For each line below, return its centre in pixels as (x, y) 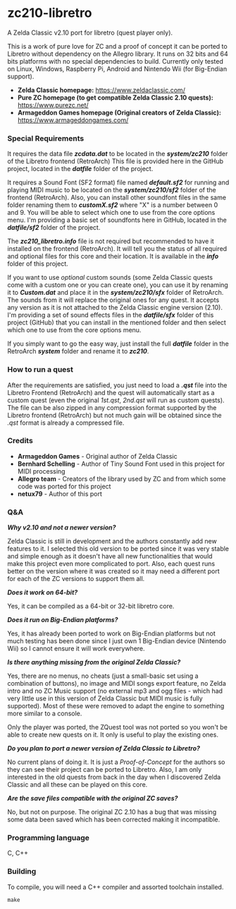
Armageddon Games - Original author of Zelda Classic (97, 456)
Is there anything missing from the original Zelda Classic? (94, 662)
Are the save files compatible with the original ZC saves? (93, 798)
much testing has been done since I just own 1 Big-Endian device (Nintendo (117, 641)
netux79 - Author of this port (60, 493)
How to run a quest (41, 370)
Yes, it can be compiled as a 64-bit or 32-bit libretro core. (91, 606)
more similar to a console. (45, 714)
